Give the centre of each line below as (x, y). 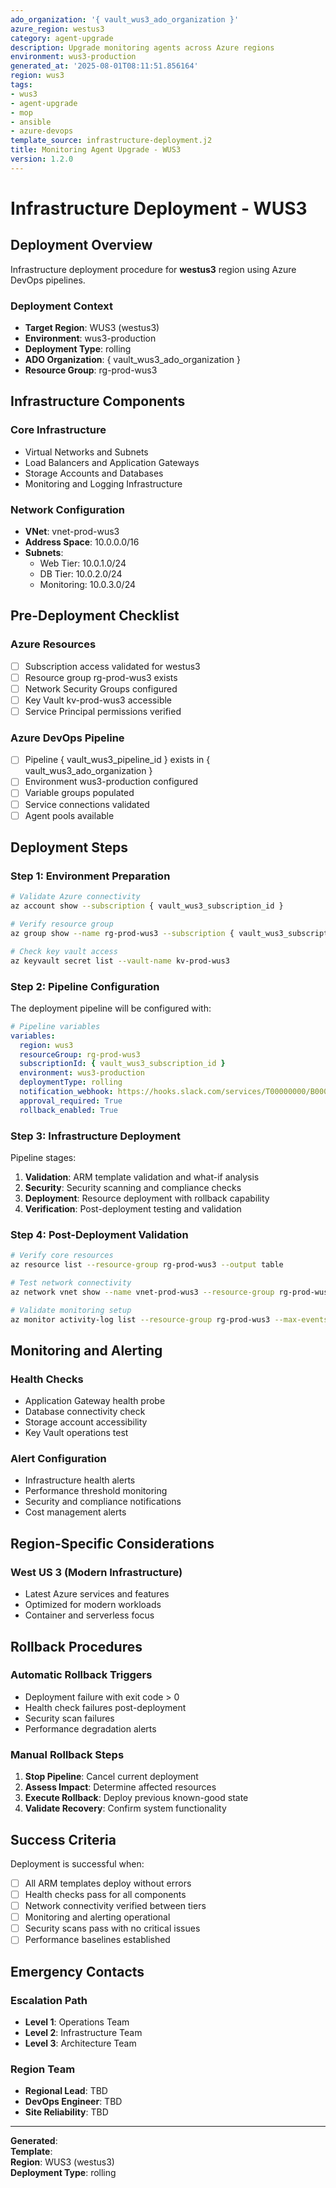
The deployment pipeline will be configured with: (111, 1008)
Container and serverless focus (89, 1615)
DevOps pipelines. (48, 280)
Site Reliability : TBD (66, 2112)
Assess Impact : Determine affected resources (120, 1787)
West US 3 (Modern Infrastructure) (96, 1572)
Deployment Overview (81, 245)
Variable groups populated (79, 793)
